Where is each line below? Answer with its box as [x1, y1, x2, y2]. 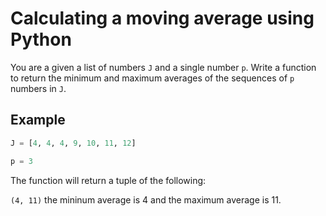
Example [10, 112, 66, 129]
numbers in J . [10, 82, 67, 94]
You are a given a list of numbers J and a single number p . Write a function [10, 61, 317, 73]
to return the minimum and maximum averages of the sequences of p [10, 72, 295, 84]
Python [10, 28, 72, 51]
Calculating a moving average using [10, 7, 315, 30]
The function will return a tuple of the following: [10, 174, 207, 186]
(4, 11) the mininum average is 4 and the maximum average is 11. [10, 193, 282, 206]
